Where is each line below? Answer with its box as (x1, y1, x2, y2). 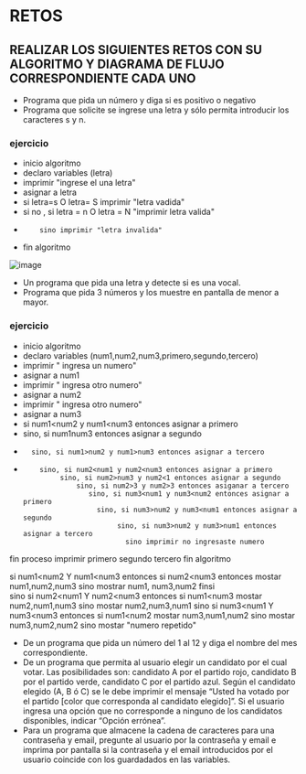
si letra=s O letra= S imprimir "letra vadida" (22, 197, 185, 208)
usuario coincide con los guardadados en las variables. (22, 754, 231, 765)
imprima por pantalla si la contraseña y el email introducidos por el (22, 744, 274, 755)
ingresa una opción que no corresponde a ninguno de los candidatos (22, 705, 283, 716)
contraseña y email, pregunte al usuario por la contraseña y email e (22, 734, 277, 746)
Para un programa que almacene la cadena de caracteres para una (22, 725, 275, 736)
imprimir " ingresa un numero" (22, 360, 137, 371)
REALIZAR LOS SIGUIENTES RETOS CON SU (9, 42, 263, 58)
